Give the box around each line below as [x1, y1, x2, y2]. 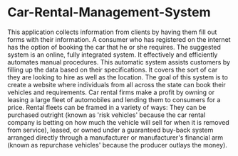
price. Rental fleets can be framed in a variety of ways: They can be [7, 103, 207, 111]
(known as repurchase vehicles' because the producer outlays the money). [7, 140, 228, 149]
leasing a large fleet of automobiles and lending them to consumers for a [7, 95, 221, 104]
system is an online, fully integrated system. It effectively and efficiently [7, 50, 218, 59]
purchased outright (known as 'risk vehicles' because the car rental [7, 111, 206, 119]
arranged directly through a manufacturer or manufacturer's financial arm [7, 133, 224, 142]
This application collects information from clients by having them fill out [7, 28, 217, 36]
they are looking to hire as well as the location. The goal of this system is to [7, 72, 228, 82]
